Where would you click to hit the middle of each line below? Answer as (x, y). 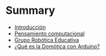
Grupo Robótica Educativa (46, 40)
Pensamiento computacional (49, 33)
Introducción (30, 27)
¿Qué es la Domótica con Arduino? (57, 46)
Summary (30, 11)
